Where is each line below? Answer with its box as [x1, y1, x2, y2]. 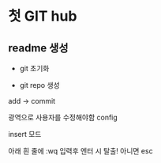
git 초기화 [19, 64, 50, 73]
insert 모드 [8, 130, 42, 138]
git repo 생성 [19, 81, 61, 89]
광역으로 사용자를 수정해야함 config [8, 112, 118, 122]
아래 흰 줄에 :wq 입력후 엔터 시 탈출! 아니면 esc [8, 146, 153, 155]
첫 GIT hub [8, 7, 77, 25]
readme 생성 [8, 41, 69, 55]
